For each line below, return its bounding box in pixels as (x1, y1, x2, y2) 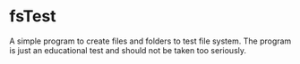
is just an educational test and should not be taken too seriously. (9, 44, 247, 55)
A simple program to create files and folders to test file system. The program (9, 36, 292, 46)
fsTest (9, 6, 56, 27)
